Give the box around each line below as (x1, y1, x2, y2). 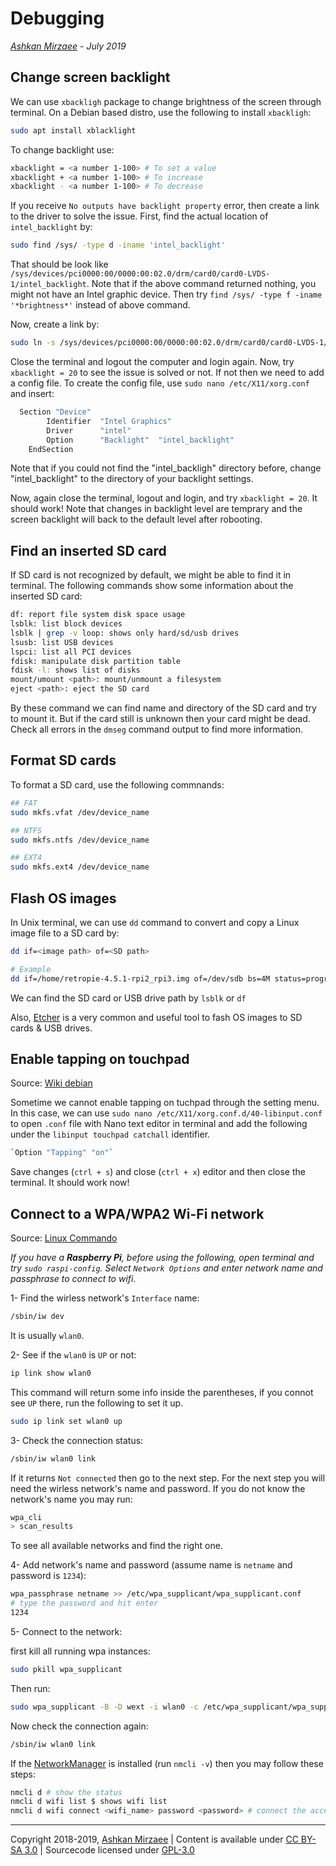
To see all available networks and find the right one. (10, 1540, 223, 1552)
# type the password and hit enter (10, 1598, 159, 1609)
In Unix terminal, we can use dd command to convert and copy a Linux (10, 916, 300, 928)
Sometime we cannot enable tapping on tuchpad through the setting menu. (10, 1097, 320, 1109)
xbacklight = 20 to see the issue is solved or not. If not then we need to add (10, 367, 325, 378)
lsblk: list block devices (10, 619, 123, 629)
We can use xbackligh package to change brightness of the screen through (10, 95, 322, 107)
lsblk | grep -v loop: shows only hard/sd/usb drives (10, 628, 240, 638)
